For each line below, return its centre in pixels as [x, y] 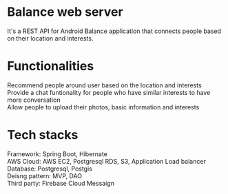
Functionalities [51, 66]
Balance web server [65, 12]
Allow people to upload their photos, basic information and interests [103, 107]
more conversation [34, 100]
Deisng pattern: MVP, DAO [45, 175]
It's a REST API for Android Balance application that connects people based [114, 31]
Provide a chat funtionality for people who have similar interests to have [109, 92]
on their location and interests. [50, 38]
